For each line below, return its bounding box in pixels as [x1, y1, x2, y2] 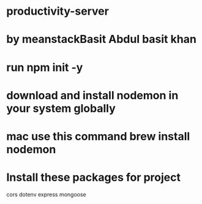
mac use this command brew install [6, 129, 190, 143]
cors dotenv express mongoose [6, 191, 87, 198]
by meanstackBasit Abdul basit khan [6, 32, 197, 47]
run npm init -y [6, 60, 83, 74]
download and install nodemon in [6, 88, 179, 102]
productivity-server [6, 4, 109, 18]
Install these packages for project [6, 170, 181, 184]
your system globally [6, 101, 116, 115]
